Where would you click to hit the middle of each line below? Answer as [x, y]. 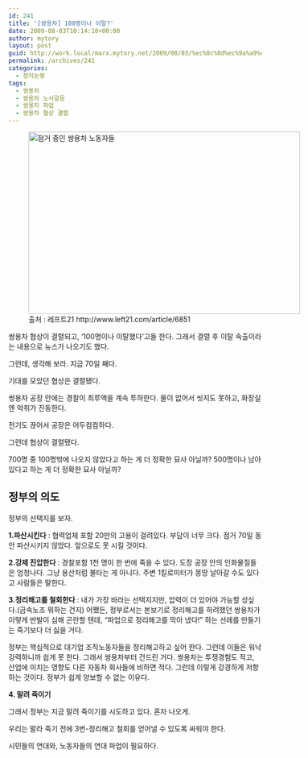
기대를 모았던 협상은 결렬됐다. [55, 381]
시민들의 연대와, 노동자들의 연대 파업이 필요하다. [84, 745]
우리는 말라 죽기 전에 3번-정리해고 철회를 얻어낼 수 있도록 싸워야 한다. [117, 728]
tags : [17, 83]
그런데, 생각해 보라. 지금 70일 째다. [63, 364]
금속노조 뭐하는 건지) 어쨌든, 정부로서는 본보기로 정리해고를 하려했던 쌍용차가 [140, 610]
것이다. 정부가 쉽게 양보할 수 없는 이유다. [86, 677]
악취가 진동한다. [41, 408]
